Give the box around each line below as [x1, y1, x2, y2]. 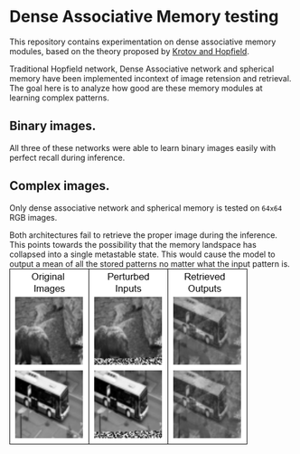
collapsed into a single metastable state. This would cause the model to [9, 249, 276, 260]
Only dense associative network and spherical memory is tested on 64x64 [9, 202, 283, 213]
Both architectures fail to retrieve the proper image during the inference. [9, 229, 278, 241]
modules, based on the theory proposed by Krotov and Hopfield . [9, 45, 250, 56]
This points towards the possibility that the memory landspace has [9, 239, 258, 250]
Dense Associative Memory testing [9, 6, 279, 27]
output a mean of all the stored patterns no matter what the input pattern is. [9, 258, 291, 269]
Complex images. [9, 178, 110, 194]
